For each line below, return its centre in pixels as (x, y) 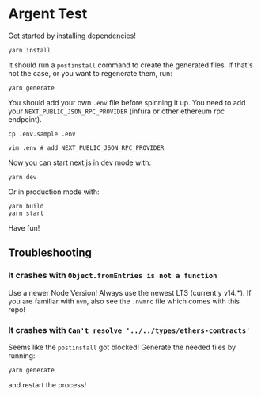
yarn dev (23, 177)
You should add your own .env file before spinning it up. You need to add (127, 102)
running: (22, 355)
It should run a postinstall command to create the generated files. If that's (130, 65)
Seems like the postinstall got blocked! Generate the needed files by (122, 347)
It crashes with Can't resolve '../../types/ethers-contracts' (129, 330)
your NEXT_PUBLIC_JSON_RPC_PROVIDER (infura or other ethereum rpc (117, 111)
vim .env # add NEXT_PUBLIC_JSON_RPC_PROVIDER (86, 147)
